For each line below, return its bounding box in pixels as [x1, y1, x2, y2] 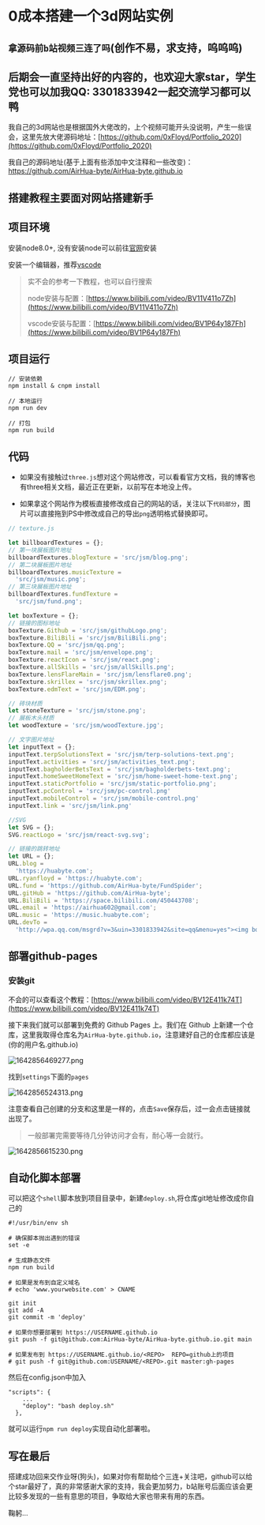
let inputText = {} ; [8, 743, 77, 751]
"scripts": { [8, 1388, 51, 1396]
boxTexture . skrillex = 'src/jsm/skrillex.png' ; [8, 678, 168, 685]
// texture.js [8, 524, 55, 533]
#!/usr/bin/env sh [8, 1219, 69, 1227]
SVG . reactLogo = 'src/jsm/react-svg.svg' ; [8, 831, 150, 839]
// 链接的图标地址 [8, 619, 61, 627]
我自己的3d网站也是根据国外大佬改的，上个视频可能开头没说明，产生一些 [8, 122, 245, 132]
